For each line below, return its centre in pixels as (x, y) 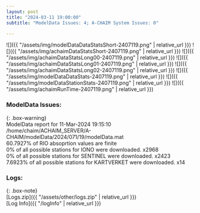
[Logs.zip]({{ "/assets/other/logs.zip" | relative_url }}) (71, 197)
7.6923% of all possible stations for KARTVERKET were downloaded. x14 (96, 162)
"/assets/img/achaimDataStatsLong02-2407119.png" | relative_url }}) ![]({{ (97, 70)
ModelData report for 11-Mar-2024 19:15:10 (59, 124)
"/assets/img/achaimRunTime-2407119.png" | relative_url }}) (80, 89)
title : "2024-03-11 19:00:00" (44, 17)
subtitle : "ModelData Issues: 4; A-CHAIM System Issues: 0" (83, 23)
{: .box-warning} (26, 118)
